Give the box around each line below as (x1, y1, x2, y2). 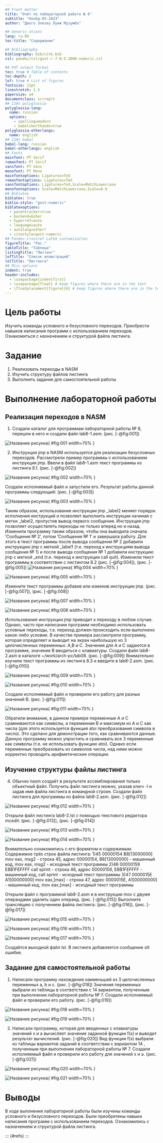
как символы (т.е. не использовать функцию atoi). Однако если (5, 741, 137, 747)
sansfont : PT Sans (5, 164, 42, 169)
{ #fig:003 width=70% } (48, 498, 96, 505)
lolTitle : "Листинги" (5, 259, 49, 264)
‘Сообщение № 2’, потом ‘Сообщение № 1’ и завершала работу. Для (5, 534, 147, 539)
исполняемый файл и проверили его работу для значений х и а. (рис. (12, 1051, 157, 1057)
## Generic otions (5, 30, 42, 34)
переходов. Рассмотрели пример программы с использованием (12, 455, 147, 461)
